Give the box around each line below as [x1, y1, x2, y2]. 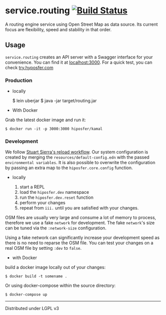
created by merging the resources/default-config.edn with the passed [5, 154, 150, 160]
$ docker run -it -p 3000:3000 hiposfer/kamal [5, 127, 103, 132]
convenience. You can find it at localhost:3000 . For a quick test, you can [5, 59, 152, 65]
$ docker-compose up [5, 292, 48, 297]
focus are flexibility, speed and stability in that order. [5, 26, 112, 32]
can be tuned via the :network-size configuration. [5, 225, 107, 231]
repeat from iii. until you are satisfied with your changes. [19, 205, 139, 211]
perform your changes [19, 200, 66, 206]
